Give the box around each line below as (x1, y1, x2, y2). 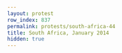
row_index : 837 (7, 17, 51, 23)
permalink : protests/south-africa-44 (7, 23, 116, 30)
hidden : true (7, 36, 45, 43)
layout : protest (7, 10, 54, 17)
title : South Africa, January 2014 (7, 29, 110, 36)
